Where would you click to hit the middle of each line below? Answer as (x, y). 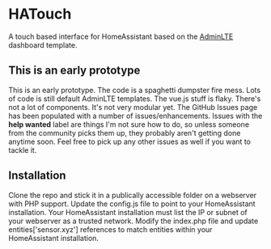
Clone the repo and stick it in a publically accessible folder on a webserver (133, 195)
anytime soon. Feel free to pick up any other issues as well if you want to (129, 141)
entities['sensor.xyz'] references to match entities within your (110, 229)
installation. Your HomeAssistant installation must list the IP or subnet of (128, 212)
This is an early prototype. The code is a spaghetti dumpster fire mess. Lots (135, 90)
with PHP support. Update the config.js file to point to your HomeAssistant (132, 204)
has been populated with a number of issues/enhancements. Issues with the (135, 116)
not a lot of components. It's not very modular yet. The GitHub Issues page (133, 107)
